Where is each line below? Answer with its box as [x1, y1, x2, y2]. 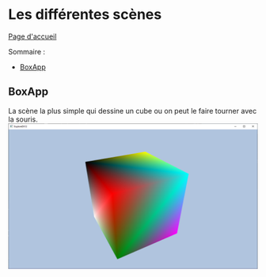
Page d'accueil [8, 32, 57, 41]
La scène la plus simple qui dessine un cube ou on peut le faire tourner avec [8, 106, 257, 115]
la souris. [8, 114, 38, 124]
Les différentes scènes [8, 6, 162, 24]
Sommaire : [8, 47, 46, 56]
